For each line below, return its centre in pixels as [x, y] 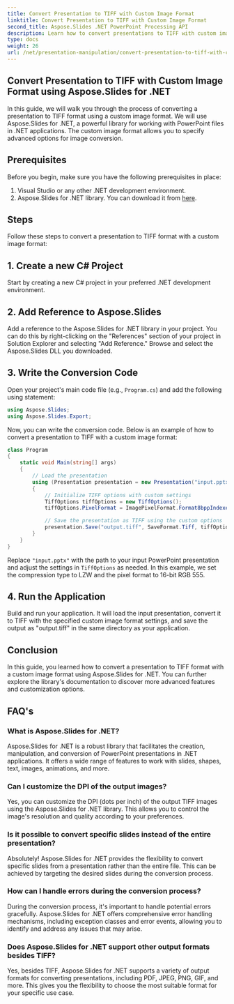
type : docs [23, 40]
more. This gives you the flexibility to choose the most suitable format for [112, 986]
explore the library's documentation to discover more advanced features [111, 682]
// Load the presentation [70, 476]
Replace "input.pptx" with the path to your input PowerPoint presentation [113, 560]
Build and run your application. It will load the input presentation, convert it [114, 614]
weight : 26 [23, 46]
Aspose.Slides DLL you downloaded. [60, 351]
